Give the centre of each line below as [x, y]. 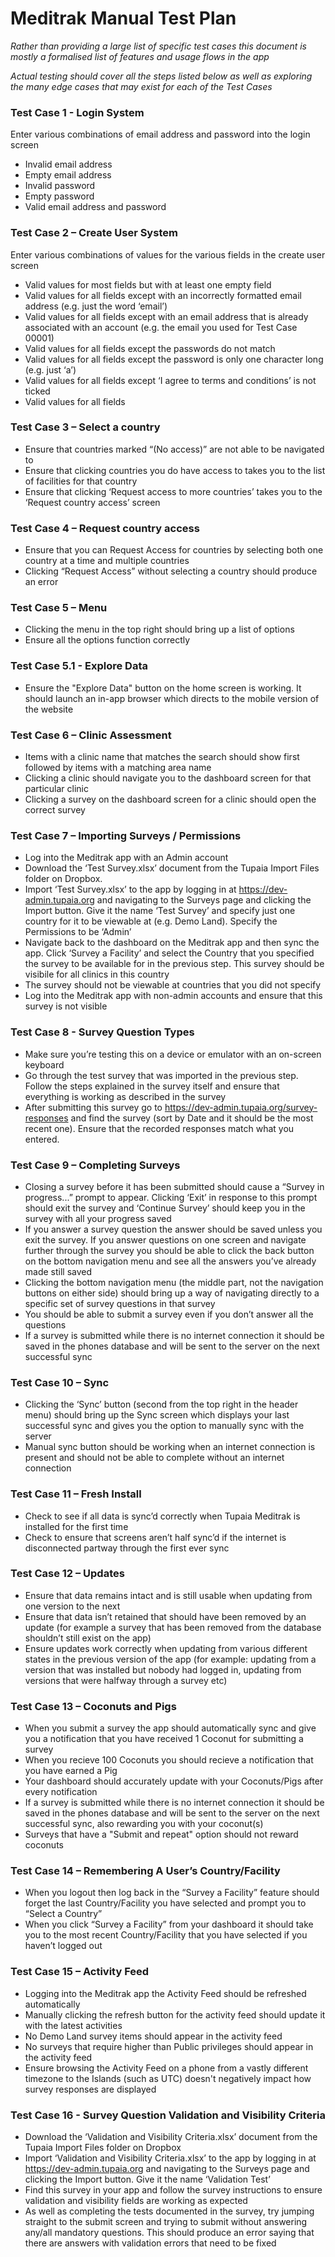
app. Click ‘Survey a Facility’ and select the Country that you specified [169, 953]
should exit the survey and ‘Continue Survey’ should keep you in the [165, 1208]
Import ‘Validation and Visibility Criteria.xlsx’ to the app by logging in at [170, 2158]
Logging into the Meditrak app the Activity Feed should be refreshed [165, 1993]
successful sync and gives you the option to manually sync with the [164, 1426]
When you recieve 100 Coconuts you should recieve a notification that [169, 1760]
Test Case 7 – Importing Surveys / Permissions [126, 835]
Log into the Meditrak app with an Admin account [126, 858]
